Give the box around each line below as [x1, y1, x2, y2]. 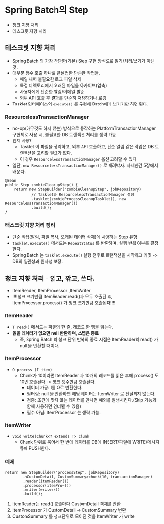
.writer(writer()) [23, 488, 60, 492]
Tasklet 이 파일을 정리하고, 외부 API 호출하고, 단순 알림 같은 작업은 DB [19, 144, 154, 150]
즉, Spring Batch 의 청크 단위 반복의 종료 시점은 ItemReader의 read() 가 [19, 336, 158, 343]
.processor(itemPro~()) [23, 483, 71, 488]
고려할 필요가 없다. [36, 150, 72, 156]
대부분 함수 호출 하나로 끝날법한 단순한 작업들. [12, 70, 101, 76]
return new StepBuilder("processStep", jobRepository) [5, 470, 120, 475]
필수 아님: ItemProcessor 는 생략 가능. [27, 409, 101, 415]
